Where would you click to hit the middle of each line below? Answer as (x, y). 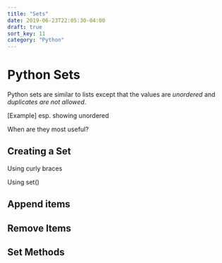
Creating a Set (39, 151)
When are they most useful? (48, 129)
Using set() (24, 182)
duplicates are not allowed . (47, 102)
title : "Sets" (28, 14)
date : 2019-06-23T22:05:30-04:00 (56, 20)
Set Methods (36, 252)
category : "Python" (36, 40)
